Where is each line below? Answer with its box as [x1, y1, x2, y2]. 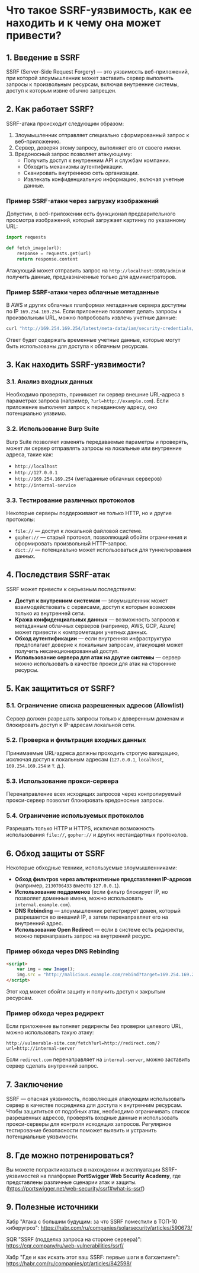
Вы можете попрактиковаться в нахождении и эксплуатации [6, 1166, 161, 1173]
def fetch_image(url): [6, 245, 62, 251]
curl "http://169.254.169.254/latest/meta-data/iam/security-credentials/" [6, 325, 197, 331]
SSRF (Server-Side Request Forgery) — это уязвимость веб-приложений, [6, 68, 190, 75]
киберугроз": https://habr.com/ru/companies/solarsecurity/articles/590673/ [6, 1224, 192, 1231]
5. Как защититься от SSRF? [6, 684, 115, 694]
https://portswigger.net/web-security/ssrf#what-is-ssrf [8, 1185, 143, 1192]
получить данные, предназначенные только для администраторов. [6, 273, 176, 280]
